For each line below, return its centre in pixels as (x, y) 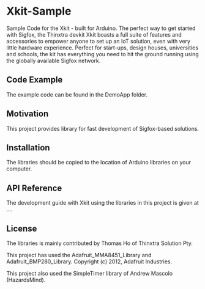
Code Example (35, 80)
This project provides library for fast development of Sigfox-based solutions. (103, 128)
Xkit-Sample (39, 11)
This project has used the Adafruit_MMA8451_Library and (79, 255)
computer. (19, 169)
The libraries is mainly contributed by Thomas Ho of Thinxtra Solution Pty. (99, 243)
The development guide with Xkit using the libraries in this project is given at (102, 203)
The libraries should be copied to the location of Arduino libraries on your (99, 163)
